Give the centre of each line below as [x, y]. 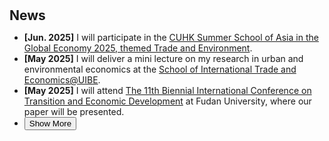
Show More [50, 123]
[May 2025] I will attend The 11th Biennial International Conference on [167, 91]
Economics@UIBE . [62, 80]
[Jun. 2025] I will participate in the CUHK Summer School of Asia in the [171, 38]
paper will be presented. [74, 112]
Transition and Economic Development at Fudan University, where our [167, 101]
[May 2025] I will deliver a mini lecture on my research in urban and [163, 59]
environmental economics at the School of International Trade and [160, 69]
